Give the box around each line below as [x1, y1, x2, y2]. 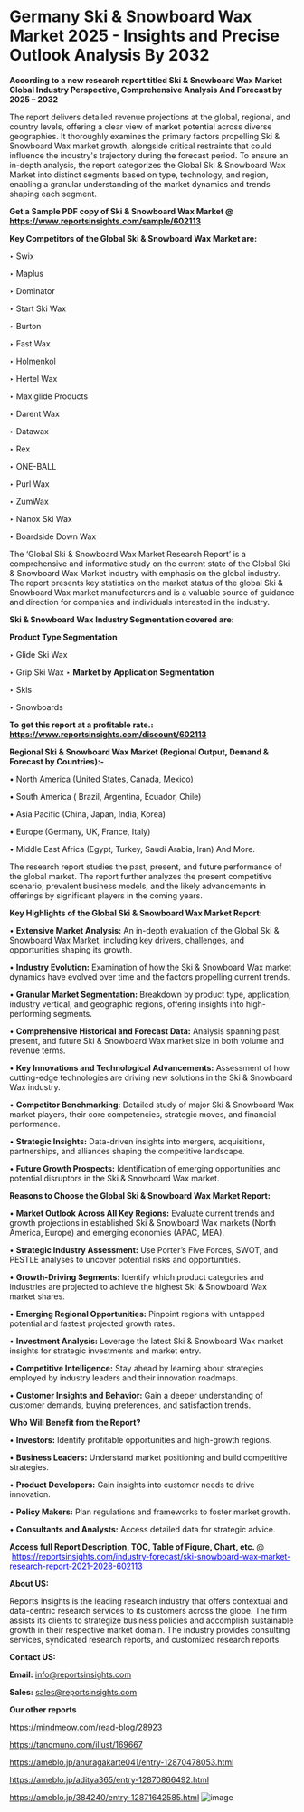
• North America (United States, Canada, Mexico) [9, 773, 195, 784]
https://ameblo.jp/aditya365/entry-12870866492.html [9, 1774, 210, 1785]
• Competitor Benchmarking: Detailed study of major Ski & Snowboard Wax [9, 1099, 294, 1110]
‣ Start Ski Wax [9, 303, 66, 314]
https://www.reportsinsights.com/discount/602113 [9, 728, 207, 739]
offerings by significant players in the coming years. [9, 889, 204, 901]
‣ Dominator [9, 285, 56, 296]
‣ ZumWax [9, 496, 50, 507]
